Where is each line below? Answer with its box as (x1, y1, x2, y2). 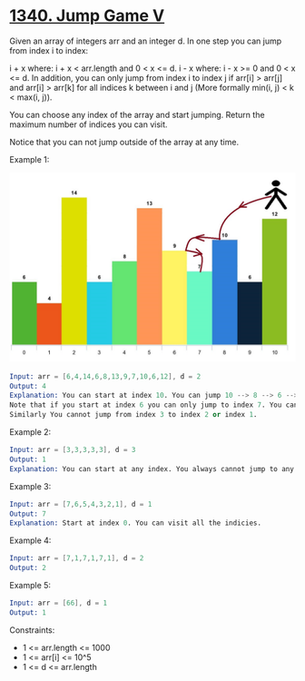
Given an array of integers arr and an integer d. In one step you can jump (9, 35, 282, 46)
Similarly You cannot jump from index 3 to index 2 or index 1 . (9, 410, 258, 419)
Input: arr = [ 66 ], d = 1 (9, 598, 107, 608)
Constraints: (9, 624, 55, 636)
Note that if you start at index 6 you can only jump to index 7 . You (9, 400, 282, 410)
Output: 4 (9, 381, 47, 390)
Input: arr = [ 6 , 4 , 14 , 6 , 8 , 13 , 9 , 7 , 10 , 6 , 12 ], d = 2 (9, 371, 202, 381)
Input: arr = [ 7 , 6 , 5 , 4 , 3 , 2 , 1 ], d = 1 (9, 499, 152, 508)
